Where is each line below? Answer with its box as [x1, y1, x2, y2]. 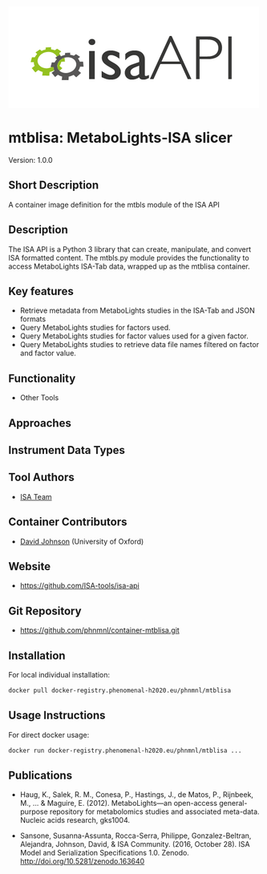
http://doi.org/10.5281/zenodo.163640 [19, 856, 145, 866]
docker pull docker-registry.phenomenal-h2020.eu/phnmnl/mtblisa [8, 686, 231, 695]
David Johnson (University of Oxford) [19, 536, 144, 546]
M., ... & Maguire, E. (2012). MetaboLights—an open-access [19, 799, 218, 808]
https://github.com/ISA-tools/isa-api [19, 581, 140, 591]
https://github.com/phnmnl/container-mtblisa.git [19, 625, 180, 635]
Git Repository [8, 604, 82, 617]
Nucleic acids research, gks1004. [19, 815, 131, 825]
